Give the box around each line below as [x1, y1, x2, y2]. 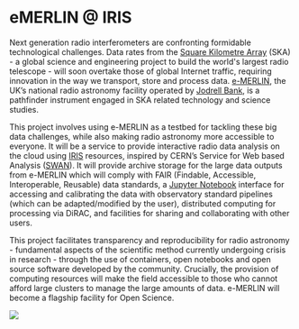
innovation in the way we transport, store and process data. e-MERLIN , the [9, 75, 286, 86]
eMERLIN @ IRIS [9, 7, 132, 28]
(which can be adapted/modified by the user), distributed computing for [9, 197, 276, 209]
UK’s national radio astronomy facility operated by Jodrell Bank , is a [9, 85, 260, 96]
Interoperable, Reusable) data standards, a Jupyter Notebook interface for [9, 178, 285, 189]
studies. [9, 104, 39, 114]
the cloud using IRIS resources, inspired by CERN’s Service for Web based [9, 150, 285, 160]
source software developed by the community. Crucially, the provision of [9, 263, 279, 274]
